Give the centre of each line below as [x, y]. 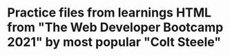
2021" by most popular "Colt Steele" [114, 42]
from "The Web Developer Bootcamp [115, 27]
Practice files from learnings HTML [109, 13]
